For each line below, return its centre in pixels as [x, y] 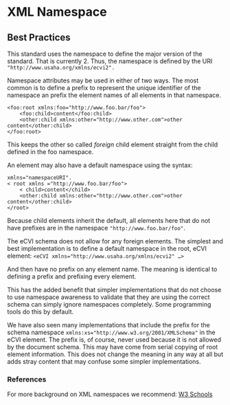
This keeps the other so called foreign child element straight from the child [113, 144]
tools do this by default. [41, 311]
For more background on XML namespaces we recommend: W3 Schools [110, 394]
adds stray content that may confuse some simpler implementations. [104, 361]
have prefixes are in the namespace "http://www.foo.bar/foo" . [96, 228]
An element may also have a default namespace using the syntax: [100, 165]
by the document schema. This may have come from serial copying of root [113, 347]
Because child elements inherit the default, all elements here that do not [109, 220]
